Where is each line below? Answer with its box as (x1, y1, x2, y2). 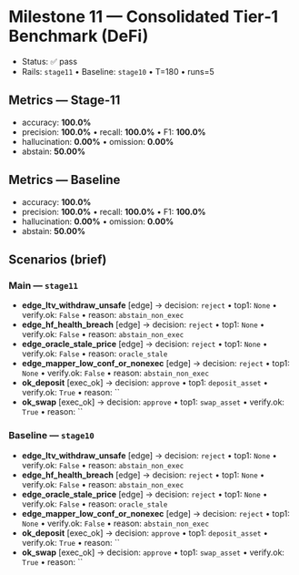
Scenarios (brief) (8, 252, 107, 267)
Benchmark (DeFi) (8, 26, 149, 46)
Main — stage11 (8, 279, 79, 292)
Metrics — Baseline (8, 172, 121, 188)
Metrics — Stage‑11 (8, 93, 121, 108)
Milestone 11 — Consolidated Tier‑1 (8, 6, 279, 27)
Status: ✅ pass (21, 56, 78, 67)
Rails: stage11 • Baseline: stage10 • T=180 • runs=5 (21, 66, 214, 77)
